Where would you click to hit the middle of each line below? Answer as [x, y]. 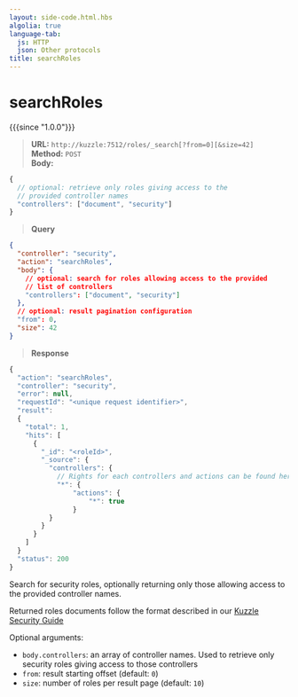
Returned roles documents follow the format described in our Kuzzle [134, 611]
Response [50, 353]
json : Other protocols [59, 51]
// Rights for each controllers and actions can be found [166, 477]
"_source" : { [65, 460]
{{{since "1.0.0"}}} [42, 127]
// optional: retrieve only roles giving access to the [122, 187]
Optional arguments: [47, 637]
